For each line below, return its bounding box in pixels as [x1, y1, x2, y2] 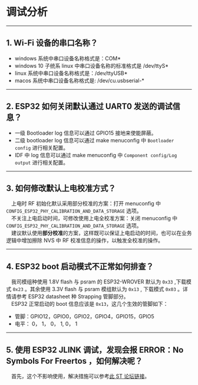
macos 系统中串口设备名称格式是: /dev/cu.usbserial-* [14, 77, 144, 84]
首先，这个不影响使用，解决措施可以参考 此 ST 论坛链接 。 [11, 373, 150, 380]
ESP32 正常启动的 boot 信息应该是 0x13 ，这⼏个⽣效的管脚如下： [11, 301, 169, 308]
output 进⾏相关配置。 [14, 159, 69, 166]
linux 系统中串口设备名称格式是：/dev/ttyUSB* [14, 69, 128, 77]
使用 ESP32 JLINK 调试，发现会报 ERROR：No [14, 345, 184, 355]
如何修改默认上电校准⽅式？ [15, 183, 116, 193]
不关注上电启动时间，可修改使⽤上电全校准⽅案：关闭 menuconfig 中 [11, 215, 178, 222]
